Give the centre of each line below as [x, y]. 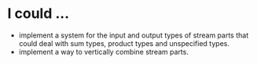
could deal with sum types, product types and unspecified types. [124, 43]
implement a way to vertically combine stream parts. [104, 52]
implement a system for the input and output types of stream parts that [134, 35]
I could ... [39, 14]
